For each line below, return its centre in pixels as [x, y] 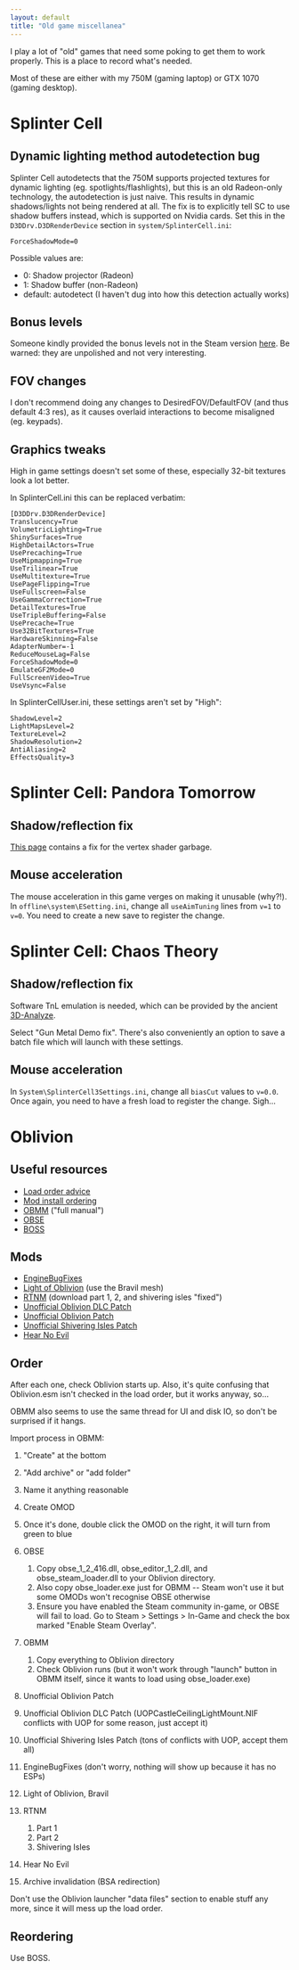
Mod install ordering [60, 1201]
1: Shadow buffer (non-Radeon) [81, 284]
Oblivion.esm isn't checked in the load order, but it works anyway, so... [140, 1394]
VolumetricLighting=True [56, 529]
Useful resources [59, 1170]
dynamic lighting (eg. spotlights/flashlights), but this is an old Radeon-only [146, 187]
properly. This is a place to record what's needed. [101, 61]
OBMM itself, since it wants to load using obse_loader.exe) [143, 1679]
